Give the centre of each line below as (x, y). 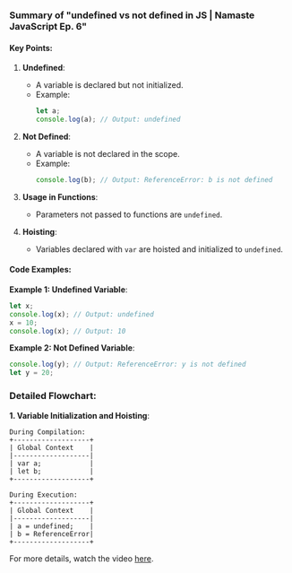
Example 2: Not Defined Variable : (72, 348)
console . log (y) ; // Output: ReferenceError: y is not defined (128, 365)
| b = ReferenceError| (52, 534)
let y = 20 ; (31, 373)
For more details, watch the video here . (82, 558)
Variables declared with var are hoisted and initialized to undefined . (159, 249)
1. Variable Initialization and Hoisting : (80, 415)
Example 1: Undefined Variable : (69, 289)
